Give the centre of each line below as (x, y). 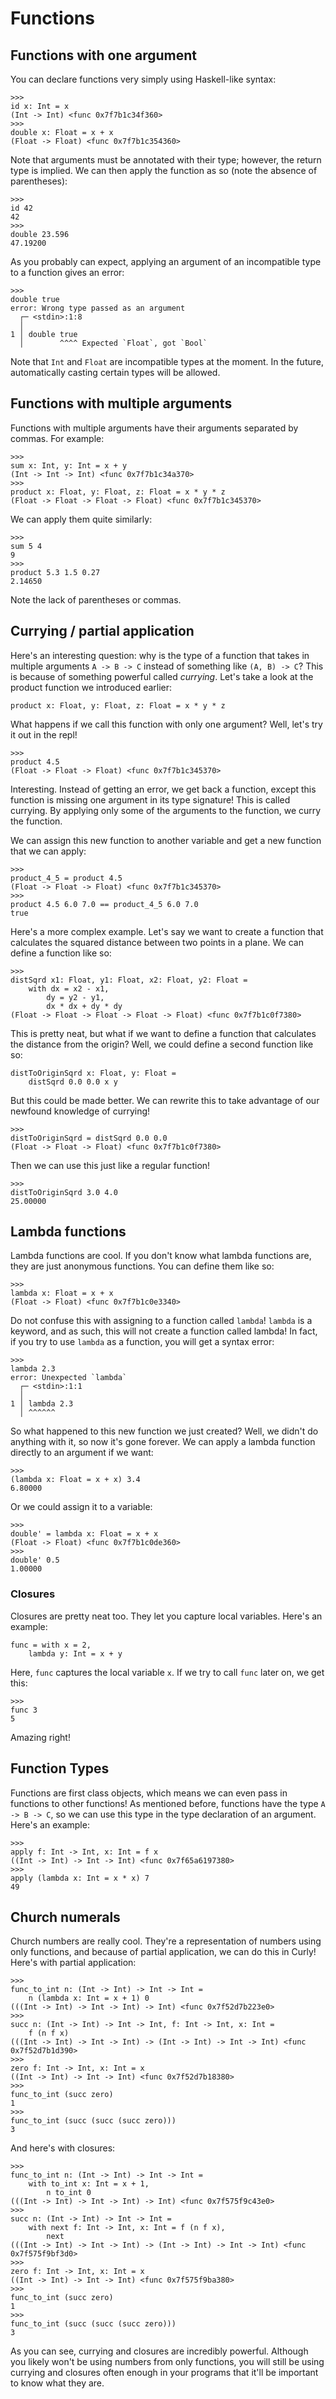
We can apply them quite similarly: (81, 519)
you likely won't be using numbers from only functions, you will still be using (167, 2362)
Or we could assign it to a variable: (81, 1507)
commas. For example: (57, 438)
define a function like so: (61, 953)
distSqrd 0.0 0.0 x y (73, 1082)
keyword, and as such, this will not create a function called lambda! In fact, (164, 1331)
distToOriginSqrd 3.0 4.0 (64, 1192)
